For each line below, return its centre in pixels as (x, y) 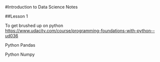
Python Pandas (20, 45)
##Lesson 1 (16, 16)
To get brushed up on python (34, 25)
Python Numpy (20, 54)
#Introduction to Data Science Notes (41, 7)
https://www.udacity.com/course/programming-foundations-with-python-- (80, 31)
